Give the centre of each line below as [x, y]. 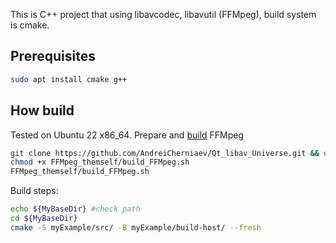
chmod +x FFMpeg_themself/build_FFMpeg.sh [100, 162]
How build [42, 110]
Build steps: [34, 191]
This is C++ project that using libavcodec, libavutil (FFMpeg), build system [163, 14]
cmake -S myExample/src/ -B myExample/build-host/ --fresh [136, 227]
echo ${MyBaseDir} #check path [75, 209]
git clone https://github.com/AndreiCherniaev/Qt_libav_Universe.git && [165, 153]
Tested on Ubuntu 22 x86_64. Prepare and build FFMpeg [127, 135]
